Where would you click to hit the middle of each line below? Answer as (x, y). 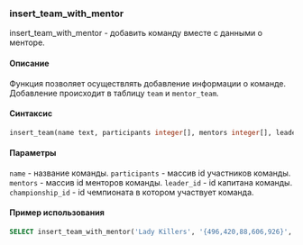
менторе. (27, 42)
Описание (29, 63)
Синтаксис (31, 113)
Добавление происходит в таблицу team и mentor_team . (114, 93)
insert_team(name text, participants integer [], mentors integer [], (141, 132)
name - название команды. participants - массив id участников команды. (150, 173)
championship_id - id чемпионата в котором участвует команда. (132, 192)
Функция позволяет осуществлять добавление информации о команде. (148, 83)
